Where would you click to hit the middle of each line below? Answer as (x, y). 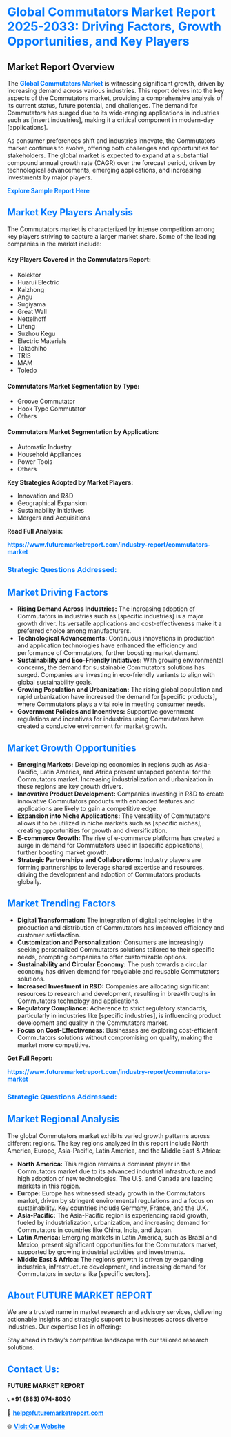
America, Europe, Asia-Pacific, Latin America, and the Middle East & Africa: (114, 1151)
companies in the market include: (54, 244)
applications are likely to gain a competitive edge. (88, 808)
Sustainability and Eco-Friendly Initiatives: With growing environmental (120, 661)
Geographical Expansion (52, 503)
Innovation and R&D (45, 496)
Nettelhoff (31, 319)
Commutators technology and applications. (78, 1001)
